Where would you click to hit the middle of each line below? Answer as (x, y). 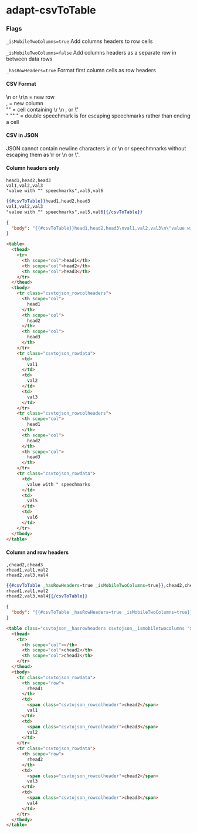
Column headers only (33, 168)
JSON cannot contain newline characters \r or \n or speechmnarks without (96, 148)
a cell (13, 122)
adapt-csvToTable (51, 10)
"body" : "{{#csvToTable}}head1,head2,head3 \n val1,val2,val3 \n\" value (98, 228)
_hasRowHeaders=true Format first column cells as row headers (81, 70)
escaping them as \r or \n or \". (43, 154)
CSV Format (21, 84)
